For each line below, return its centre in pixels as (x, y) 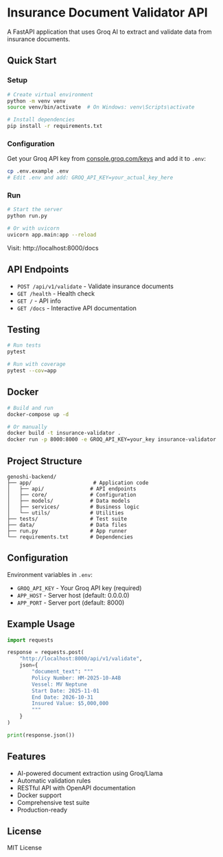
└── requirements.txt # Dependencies (70, 537)
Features (26, 757)
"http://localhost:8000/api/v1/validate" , (81, 659)
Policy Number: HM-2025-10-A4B (77, 678)
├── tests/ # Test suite (67, 519)
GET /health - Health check (56, 293)
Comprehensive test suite (53, 802)
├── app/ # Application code (78, 483)
